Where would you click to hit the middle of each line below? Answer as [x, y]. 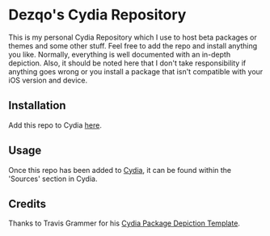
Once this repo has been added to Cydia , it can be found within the [120, 170]
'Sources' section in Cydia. [53, 179]
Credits [27, 204]
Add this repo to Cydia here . [55, 125]
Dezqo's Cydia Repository [97, 15]
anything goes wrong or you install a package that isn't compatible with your [136, 71]
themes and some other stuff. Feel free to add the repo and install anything [133, 45]
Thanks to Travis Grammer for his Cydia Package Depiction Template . [124, 223]
